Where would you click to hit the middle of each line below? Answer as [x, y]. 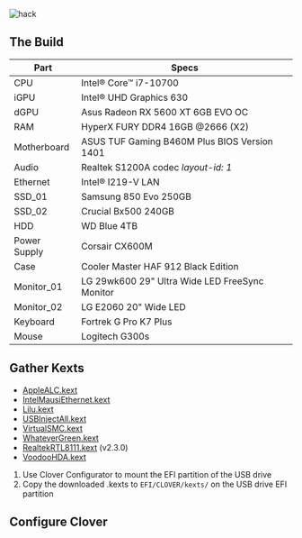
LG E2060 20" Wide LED [133, 306]
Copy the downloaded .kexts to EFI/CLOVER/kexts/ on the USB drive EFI [155, 484]
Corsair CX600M [116, 246]
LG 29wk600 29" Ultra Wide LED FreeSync [172, 281]
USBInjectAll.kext [54, 418]
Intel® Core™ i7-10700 [130, 83]
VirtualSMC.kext [53, 428]
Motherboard [42, 147]
